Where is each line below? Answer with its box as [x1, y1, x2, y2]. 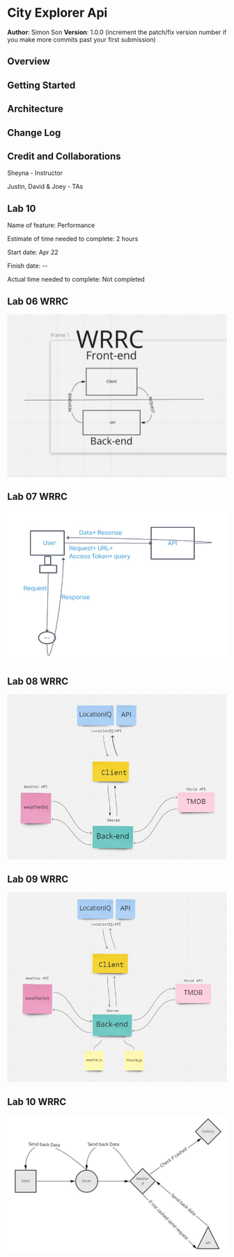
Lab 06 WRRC [7, 295, 68, 307]
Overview [7, 56, 51, 68]
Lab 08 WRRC [7, 676, 68, 687]
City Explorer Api [7, 5, 108, 21]
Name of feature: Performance [7, 221, 95, 229]
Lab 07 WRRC [7, 491, 68, 503]
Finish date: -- [7, 261, 48, 270]
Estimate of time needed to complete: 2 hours [7, 235, 139, 243]
